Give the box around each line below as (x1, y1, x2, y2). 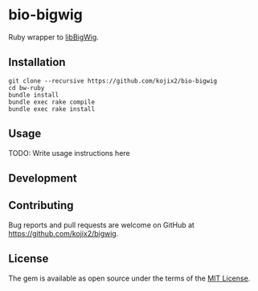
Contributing (8, 199, 74, 212)
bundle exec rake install (8, 105, 95, 113)
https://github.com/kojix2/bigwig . (8, 228, 119, 238)
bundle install (8, 91, 59, 99)
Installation (8, 55, 66, 69)
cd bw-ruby (8, 84, 45, 92)
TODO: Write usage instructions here (8, 148, 130, 158)
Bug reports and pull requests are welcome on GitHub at (8, 219, 195, 230)
